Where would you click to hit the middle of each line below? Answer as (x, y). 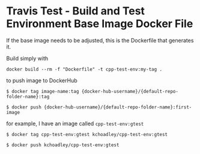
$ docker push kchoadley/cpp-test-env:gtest (63, 145)
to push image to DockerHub (42, 80)
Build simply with (27, 58)
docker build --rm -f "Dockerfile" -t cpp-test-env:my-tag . (84, 69)
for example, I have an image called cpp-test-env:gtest (75, 123)
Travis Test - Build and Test (76, 11)
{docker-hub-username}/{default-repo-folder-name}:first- (118, 107)
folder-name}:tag (28, 96)
